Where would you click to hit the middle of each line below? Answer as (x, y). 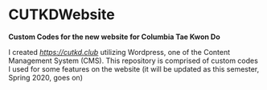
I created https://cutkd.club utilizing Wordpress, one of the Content (119, 52)
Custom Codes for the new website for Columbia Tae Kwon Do (114, 37)
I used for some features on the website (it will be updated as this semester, (134, 68)
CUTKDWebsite (62, 15)
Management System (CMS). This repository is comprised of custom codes (133, 61)
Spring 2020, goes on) (45, 77)
